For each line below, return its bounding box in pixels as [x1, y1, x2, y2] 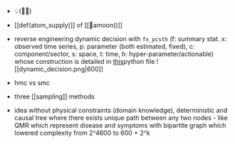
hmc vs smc [14, 79, 51, 87]
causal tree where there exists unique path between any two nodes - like [14, 113, 228, 122]
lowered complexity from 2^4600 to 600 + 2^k [14, 128, 151, 137]
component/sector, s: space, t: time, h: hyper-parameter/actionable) [14, 50, 214, 58]
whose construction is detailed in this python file [14, 57, 155, 65]
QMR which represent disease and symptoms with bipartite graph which [14, 121, 226, 129]
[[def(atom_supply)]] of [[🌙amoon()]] [14, 21, 123, 29]
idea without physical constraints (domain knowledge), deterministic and [14, 106, 228, 114]
